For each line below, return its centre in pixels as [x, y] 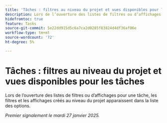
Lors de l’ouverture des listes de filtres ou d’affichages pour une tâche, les [81, 95]
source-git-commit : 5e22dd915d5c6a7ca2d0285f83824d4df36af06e [71, 28]
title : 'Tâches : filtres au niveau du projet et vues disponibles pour [82, 10]
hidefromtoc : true [24, 19]
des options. [18, 106]
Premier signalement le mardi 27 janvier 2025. [52, 115]
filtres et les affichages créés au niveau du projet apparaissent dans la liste [82, 100]
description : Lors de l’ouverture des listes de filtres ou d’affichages [83, 14]
